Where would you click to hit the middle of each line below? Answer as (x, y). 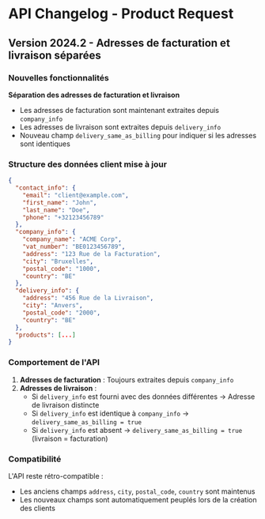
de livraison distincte (65, 404)
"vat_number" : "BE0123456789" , (74, 247)
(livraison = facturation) (70, 438)
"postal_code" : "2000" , (62, 313)
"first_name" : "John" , (60, 202)
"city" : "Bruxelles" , (58, 261)
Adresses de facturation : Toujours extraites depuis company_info (127, 379)
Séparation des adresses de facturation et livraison (94, 95)
